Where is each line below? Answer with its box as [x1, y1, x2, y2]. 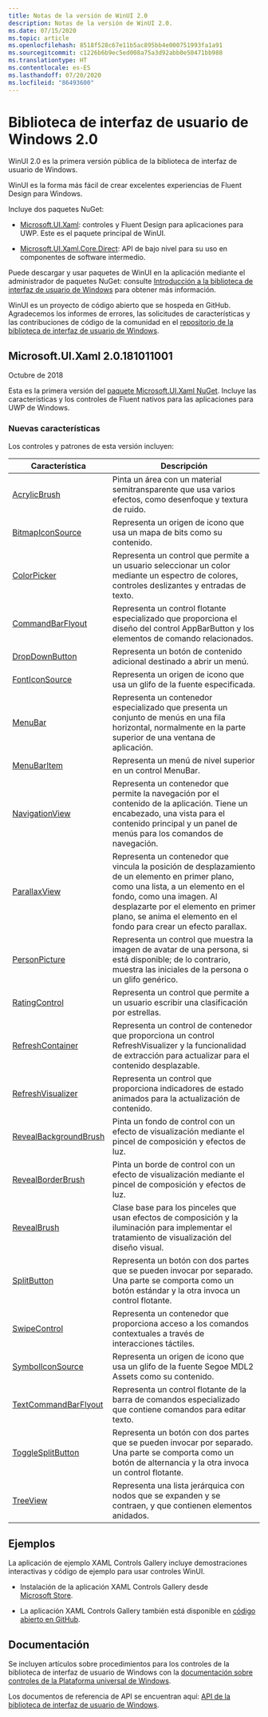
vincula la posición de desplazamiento [112, 861, 255, 872]
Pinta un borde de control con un [112, 1159, 235, 1170]
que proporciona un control [112, 1030, 215, 1041]
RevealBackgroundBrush [12, 1131, 105, 1142]
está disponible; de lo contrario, [112, 954, 231, 965]
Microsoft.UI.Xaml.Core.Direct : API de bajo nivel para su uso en [19, 244, 228, 254]
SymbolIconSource [12, 1361, 84, 1372]
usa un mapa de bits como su [112, 526, 223, 538]
